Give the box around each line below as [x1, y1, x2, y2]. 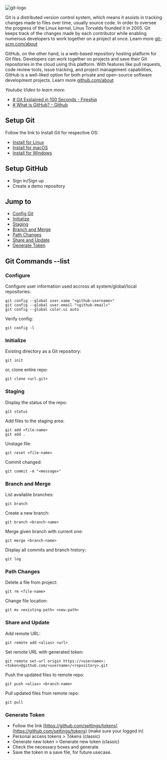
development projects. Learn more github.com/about [5, 77, 114, 83]
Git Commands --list [5, 257, 70, 265]
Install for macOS [12, 144, 48, 150]
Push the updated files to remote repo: [5, 672, 85, 678]
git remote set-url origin [5, 659, 61, 664]
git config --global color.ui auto [5, 307, 79, 312]
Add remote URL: [5, 630, 41, 637]
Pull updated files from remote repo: [5, 690, 80, 696]
